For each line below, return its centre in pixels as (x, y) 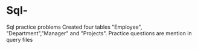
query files (20, 39)
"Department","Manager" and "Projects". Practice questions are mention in (99, 33)
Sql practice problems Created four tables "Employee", (74, 27)
